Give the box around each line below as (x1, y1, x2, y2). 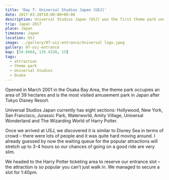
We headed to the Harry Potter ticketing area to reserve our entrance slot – (5, 158, 160, 164)
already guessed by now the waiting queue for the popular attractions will (5, 138, 158, 144)
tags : (5, 54, 17, 59)
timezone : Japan (5, 31, 39, 36)
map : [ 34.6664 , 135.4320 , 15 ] (5, 49, 69, 54)
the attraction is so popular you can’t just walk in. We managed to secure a (5, 164, 160, 170)
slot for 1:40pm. (5, 169, 38, 175)
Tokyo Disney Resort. (5, 97, 49, 103)
